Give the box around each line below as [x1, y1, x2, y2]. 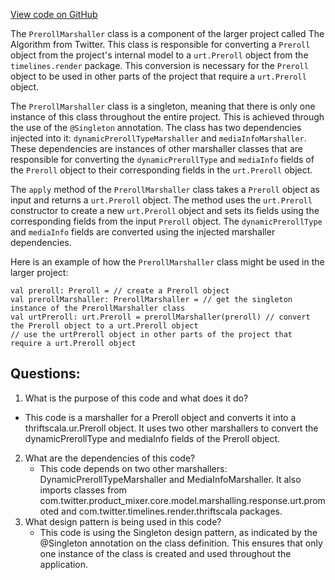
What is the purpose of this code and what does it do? [24, 392, 249, 404]
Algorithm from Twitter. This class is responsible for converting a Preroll [10, 39, 311, 50]
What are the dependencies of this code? [24, 452, 196, 464]
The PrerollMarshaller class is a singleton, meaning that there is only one [10, 100, 316, 112]
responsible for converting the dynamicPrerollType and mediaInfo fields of [10, 154, 315, 165]
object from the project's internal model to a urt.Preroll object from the [10, 49, 309, 61]
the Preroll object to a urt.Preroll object [10, 321, 199, 331]
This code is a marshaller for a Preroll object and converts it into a [24, 411, 297, 423]
